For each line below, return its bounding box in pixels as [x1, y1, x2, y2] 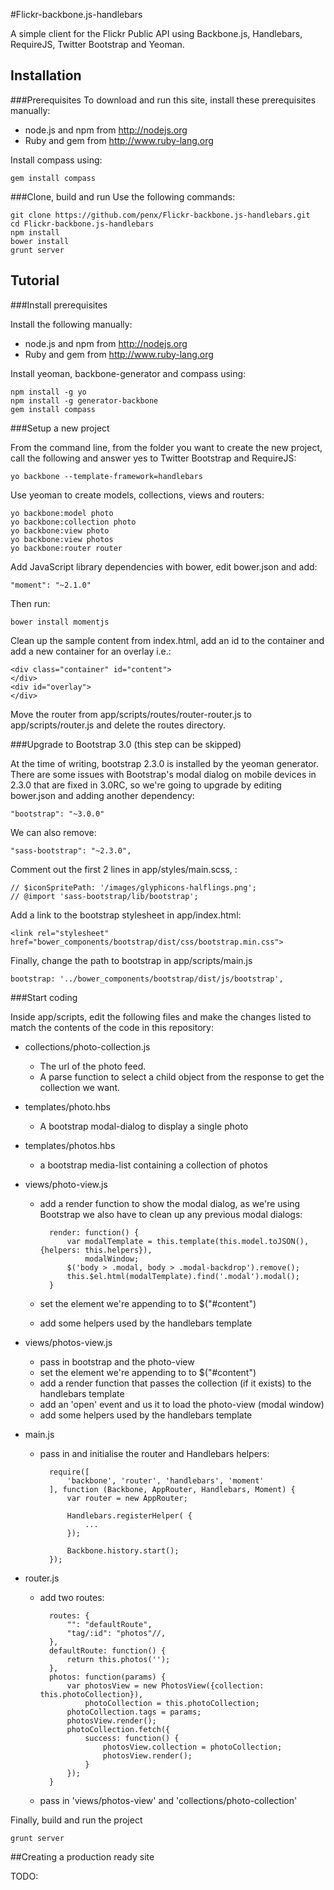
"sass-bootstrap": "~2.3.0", [10, 845, 132, 856]
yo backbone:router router [10, 543, 123, 553]
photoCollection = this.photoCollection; [84, 1698, 260, 1708]
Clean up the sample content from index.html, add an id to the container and [10, 634, 325, 646]
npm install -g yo [10, 387, 87, 397]
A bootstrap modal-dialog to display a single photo [39, 1120, 249, 1132]
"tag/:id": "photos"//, [66, 1628, 167, 1638]
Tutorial [10, 272, 60, 289]
